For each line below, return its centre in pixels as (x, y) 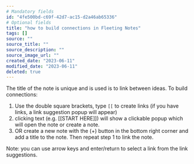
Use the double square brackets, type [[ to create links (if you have (96, 106)
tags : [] (17, 34)
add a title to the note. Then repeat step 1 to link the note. (84, 137)
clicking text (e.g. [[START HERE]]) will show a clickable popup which (99, 119)
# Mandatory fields (30, 11)
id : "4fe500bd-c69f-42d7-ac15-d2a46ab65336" (62, 17)
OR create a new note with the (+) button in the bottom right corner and (101, 131)
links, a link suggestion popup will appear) (66, 112)
